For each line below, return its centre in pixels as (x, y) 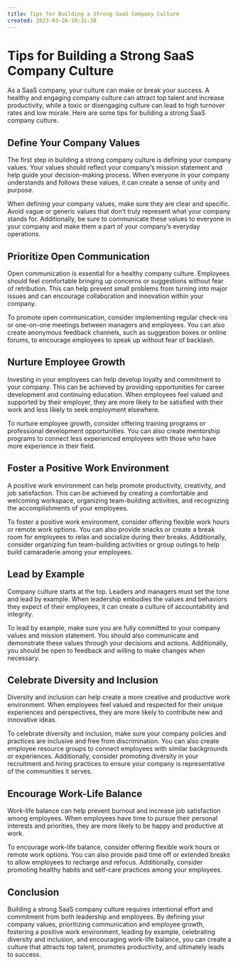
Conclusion (33, 892)
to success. (24, 954)
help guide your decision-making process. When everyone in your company (118, 175)
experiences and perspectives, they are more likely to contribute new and (115, 712)
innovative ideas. (32, 720)
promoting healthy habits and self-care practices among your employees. (115, 870)
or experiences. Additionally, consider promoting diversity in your (103, 756)
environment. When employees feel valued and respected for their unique (115, 705)
